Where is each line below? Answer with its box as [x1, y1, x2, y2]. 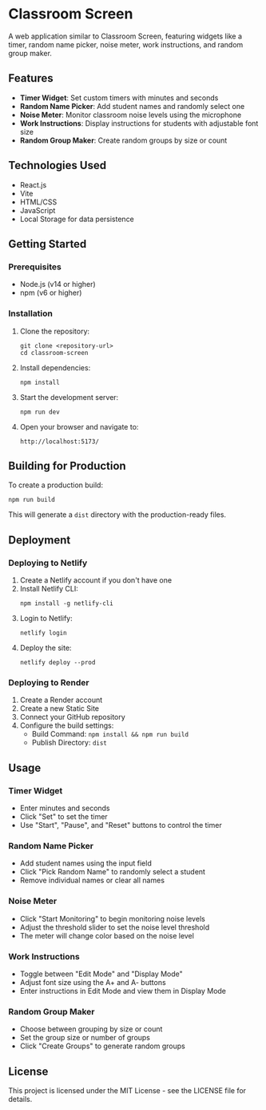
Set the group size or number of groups [19, 1033, 150, 1043]
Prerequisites [8, 261, 62, 272]
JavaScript [19, 205, 56, 215]
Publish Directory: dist [31, 738, 108, 748]
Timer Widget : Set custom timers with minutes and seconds [19, 93, 219, 103]
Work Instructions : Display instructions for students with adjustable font [19, 118, 259, 128]
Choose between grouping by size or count [19, 1024, 163, 1034]
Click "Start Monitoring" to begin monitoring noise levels [19, 914, 205, 923]
